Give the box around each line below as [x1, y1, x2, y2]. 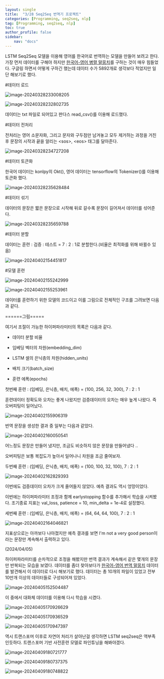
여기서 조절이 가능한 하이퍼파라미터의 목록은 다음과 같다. [5, 324, 113, 330]
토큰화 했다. [5, 174, 28, 180]
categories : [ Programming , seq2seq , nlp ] [5, 16, 91, 21]
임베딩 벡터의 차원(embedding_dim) [12, 344, 82, 350]
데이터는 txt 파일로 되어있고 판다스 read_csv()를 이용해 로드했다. [5, 111, 128, 117]
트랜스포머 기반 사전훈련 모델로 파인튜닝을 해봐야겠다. [23, 639, 126, 645]
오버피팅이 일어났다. [5, 403, 43, 409]
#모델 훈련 [5, 267, 25, 273]
